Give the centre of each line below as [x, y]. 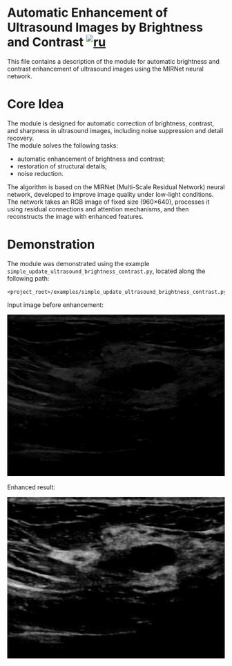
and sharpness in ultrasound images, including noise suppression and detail [115, 130]
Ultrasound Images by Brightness [105, 27]
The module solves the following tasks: [63, 145]
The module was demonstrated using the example [78, 263]
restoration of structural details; [62, 166]
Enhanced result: [31, 487]
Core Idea [36, 104]
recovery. [21, 138]
